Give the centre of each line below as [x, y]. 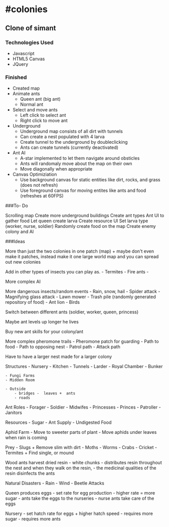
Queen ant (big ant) [40, 99]
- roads [22, 398]
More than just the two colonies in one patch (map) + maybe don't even [80, 251]
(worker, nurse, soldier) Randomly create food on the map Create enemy [81, 226]
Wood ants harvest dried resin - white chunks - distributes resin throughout [84, 463]
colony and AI [20, 232]
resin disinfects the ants [30, 473]
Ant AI [19, 153]
